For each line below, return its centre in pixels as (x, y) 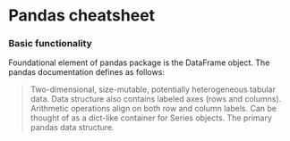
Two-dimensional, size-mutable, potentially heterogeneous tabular (153, 89)
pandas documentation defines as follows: (86, 72)
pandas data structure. (72, 128)
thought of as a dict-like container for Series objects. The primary (151, 118)
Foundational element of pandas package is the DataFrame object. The (139, 62)
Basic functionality (51, 44)
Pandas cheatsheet (82, 16)
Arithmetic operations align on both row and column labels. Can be (153, 109)
